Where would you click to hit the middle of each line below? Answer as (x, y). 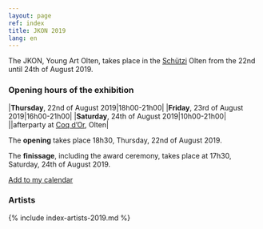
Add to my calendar (41, 179)
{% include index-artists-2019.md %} (69, 218)
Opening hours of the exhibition (71, 90)
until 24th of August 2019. (51, 70)
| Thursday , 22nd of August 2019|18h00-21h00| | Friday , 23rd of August (126, 107)
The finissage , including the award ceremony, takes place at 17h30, (120, 155)
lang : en (23, 38)
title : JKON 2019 (37, 30)
